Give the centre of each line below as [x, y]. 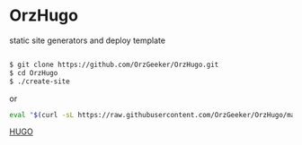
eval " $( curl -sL [42, 115]
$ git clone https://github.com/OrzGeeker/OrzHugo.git [114, 64]
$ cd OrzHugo [34, 72]
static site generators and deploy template [88, 40]
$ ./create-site [40, 81]
